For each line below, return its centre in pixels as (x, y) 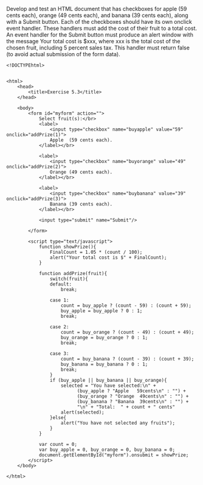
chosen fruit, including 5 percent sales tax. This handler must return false (98, 48)
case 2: (59, 327)
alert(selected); (82, 412)
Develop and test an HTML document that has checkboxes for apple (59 (97, 9)
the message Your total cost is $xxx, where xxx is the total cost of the (93, 41)
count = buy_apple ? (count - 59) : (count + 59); (126, 306)
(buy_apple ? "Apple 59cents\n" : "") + (132, 391)
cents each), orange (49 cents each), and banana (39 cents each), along (97, 15)
